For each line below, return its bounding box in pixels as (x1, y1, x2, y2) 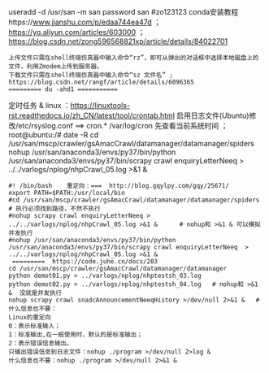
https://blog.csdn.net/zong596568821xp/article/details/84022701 (8, 37, 228, 46)
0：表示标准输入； (8, 322, 61, 330)
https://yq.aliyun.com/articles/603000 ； (8, 28, 145, 37)
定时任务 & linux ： (8, 101, 71, 110)
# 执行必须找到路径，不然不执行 (8, 205, 101, 213)
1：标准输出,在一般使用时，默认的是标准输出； (8, 331, 144, 339)
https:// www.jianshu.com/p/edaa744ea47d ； (8, 17, 161, 27)
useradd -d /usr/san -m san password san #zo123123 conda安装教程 (8, 7, 239, 16)
